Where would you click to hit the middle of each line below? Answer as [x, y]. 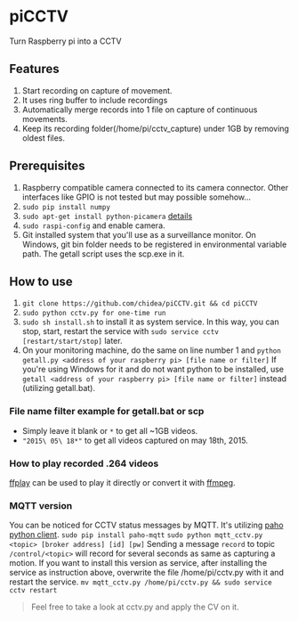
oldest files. [43, 138]
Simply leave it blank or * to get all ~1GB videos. [110, 430]
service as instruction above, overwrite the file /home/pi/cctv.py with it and [147, 573]
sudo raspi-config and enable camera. [94, 225]
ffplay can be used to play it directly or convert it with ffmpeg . [122, 482]
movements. [45, 118]
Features [34, 69]
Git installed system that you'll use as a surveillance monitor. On [139, 234]
